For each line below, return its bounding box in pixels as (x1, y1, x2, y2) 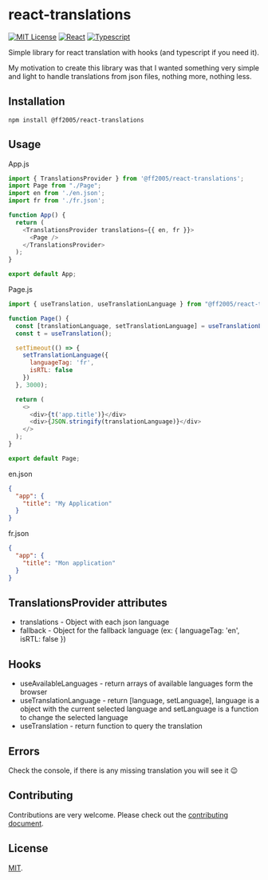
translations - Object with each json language (19, 618, 170, 627)
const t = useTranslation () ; (15, 330, 112, 338)
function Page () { (8, 314, 69, 322)
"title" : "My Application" (22, 499, 112, 507)
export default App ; (8, 270, 77, 278)
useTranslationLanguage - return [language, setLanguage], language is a (19, 696, 260, 706)
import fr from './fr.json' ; (8, 197, 105, 205)
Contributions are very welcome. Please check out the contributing (8, 810, 229, 819)
